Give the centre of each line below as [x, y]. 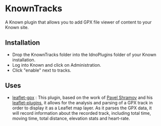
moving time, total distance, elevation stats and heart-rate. [71, 118]
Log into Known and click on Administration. [57, 65]
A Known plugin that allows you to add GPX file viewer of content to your [78, 22]
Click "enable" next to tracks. [42, 70]
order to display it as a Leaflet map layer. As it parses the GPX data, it [82, 108]
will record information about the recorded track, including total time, [81, 113]
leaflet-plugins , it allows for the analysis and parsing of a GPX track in [82, 102]
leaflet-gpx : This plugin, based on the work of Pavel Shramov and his [82, 97]
